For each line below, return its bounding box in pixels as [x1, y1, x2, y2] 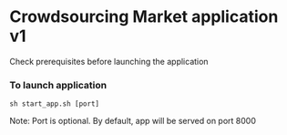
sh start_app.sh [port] [9, 99, 100, 109]
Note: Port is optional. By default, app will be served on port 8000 [9, 116, 257, 127]
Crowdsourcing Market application [9, 6, 279, 27]
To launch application [9, 78, 108, 91]
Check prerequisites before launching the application [9, 56, 209, 67]
